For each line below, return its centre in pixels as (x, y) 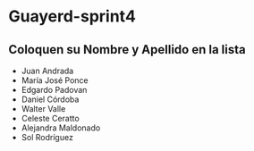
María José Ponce (55, 80)
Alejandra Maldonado (61, 128)
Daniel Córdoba (50, 99)
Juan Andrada (47, 71)
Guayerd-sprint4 (72, 17)
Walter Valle (43, 109)
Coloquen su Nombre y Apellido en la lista (127, 50)
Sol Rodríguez (47, 137)
